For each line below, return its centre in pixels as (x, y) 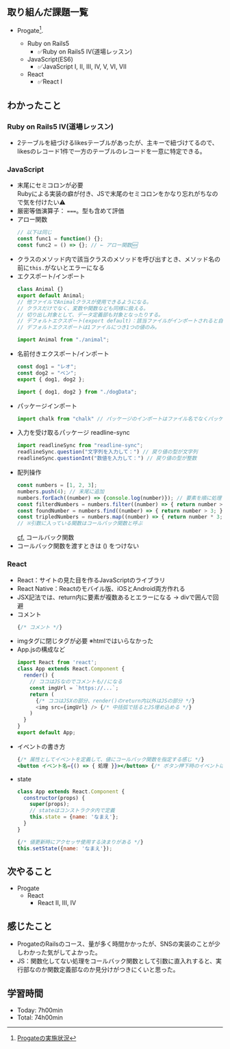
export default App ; (46, 733)
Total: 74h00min (40, 1017)
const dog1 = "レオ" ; (47, 367)
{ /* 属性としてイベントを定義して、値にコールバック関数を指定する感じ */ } (111, 759)
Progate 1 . (30, 29)
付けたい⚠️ (51, 202)
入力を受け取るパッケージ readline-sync (73, 433)
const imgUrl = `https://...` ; (74, 688)
